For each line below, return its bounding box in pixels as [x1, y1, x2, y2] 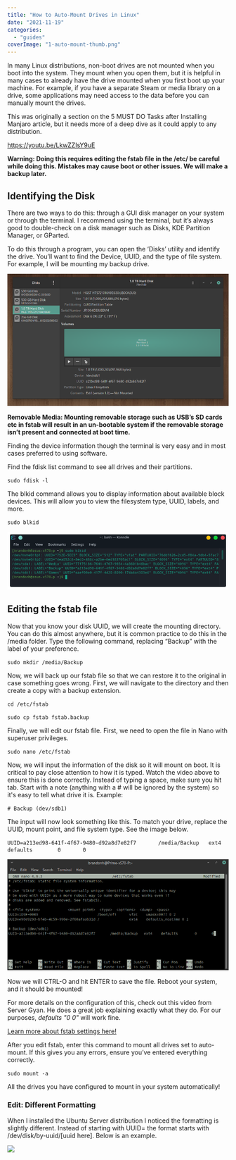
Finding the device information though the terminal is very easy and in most [7, 442, 226, 450]
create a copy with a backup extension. [7, 686, 122, 694]
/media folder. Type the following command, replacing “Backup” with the [7, 637, 218, 645]
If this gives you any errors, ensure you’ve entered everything [29, 1048, 208, 1056]
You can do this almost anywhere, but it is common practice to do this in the [7, 629, 227, 637]
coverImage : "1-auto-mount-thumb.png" [7, 41, 121, 49]
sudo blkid [7, 519, 39, 526]
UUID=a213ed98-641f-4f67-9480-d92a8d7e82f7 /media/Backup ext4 [7, 839, 221, 847]
